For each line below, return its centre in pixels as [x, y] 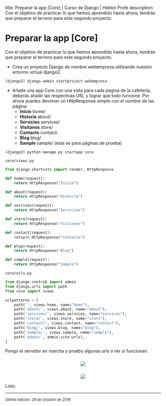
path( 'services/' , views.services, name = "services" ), [70, 314]
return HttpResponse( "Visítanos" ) [49, 224]
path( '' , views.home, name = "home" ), [52, 305]
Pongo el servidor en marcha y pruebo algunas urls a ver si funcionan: [77, 351]
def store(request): [26, 219]
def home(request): [25, 178]
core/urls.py [19, 273]
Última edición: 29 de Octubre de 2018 [38, 400]
